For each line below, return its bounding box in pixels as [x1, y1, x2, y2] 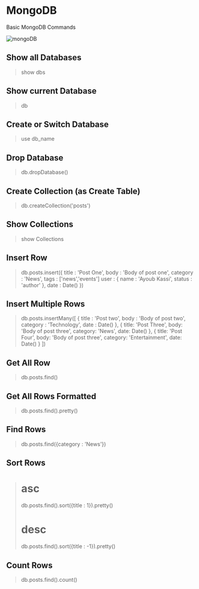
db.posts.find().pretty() [20, 407, 78, 415]
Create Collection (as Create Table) [6, 186, 141, 196]
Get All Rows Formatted [6, 391, 97, 401]
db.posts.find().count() [20, 576, 78, 583]
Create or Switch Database [6, 119, 109, 129]
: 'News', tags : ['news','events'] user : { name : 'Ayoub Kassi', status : [20, 275, 192, 282]
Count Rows [6, 560, 53, 570]
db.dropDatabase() [20, 169, 69, 176]
